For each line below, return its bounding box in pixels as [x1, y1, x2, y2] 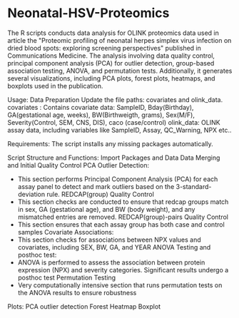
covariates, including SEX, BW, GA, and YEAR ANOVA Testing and [17, 242, 211, 251]
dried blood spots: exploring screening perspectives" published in [7, 43, 202, 52]
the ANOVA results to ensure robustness [17, 288, 137, 297]
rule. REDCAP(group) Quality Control [46, 190, 155, 198]
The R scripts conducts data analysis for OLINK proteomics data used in [7, 29, 219, 37]
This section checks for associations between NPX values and [17, 235, 201, 244]
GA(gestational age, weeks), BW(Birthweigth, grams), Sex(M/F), [7, 111, 195, 119]
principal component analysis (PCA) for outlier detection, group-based [7, 58, 215, 67]
